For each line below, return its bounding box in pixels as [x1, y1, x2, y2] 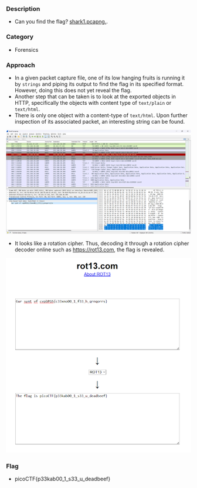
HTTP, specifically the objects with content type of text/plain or [14, 99, 172, 106]
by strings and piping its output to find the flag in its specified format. [14, 80, 184, 87]
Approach [6, 61, 35, 69]
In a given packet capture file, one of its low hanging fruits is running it [14, 74, 185, 81]
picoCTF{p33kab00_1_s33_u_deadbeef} [14, 476, 111, 483]
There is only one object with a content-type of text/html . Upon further [14, 111, 188, 119]
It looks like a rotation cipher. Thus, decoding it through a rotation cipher [14, 240, 189, 247]
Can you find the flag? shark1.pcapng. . [14, 18, 108, 25]
